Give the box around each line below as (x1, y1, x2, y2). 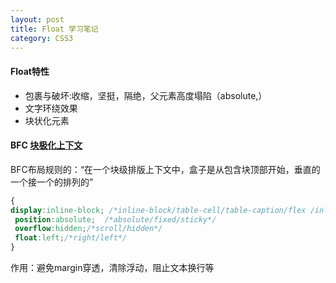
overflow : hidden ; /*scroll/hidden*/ (14, 224, 163, 234)
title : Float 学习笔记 (10, 24, 99, 34)
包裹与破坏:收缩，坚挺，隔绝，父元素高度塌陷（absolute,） (24, 89, 268, 101)
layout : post (10, 14, 65, 25)
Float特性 (10, 65, 50, 77)
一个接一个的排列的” (10, 176, 94, 188)
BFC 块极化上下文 (10, 139, 83, 151)
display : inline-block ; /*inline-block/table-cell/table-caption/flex (10, 205, 307, 215)
